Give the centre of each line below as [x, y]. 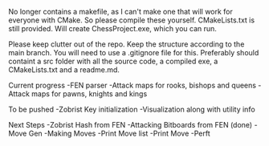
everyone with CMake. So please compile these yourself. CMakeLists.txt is [132, 20]
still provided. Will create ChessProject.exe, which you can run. [112, 28]
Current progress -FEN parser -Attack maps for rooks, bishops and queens [132, 85]
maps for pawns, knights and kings [90, 94]
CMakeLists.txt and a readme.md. [64, 70]
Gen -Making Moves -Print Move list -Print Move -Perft [119, 133]
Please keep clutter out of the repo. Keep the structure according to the [126, 44]
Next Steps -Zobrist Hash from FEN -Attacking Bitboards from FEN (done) [130, 125]
